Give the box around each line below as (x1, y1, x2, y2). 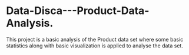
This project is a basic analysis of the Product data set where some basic (6, 36, 184, 43)
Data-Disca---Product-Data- (6, 4, 150, 18)
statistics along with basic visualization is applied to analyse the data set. (6, 42, 184, 49)
